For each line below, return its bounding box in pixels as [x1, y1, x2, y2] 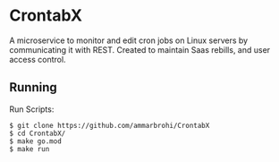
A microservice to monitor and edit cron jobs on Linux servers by [9, 35, 249, 46]
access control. [9, 54, 66, 64]
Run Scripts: [9, 104, 55, 115]
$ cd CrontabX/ [9, 129, 66, 138]
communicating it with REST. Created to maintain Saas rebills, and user [9, 44, 271, 55]
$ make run [9, 144, 50, 153]
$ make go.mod [9, 136, 63, 146]
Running [9, 80, 58, 95]
